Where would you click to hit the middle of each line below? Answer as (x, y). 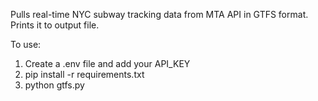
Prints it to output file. (55, 25)
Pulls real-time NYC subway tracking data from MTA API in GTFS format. (159, 14)
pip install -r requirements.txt (84, 74)
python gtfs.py (54, 85)
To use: (26, 44)
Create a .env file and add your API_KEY (107, 63)
